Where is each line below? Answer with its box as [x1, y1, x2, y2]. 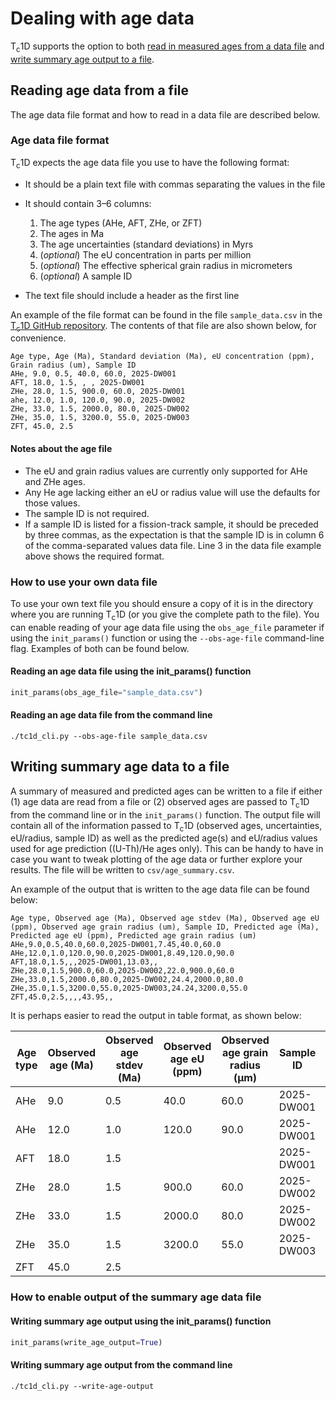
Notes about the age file [10, 443, 113, 455]
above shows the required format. [24, 550, 165, 562]
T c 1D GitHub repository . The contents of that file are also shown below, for [10, 319, 317, 334]
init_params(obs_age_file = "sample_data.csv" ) [10, 687, 203, 697]
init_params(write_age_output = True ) [10, 1337, 163, 1347]
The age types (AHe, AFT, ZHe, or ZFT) [39, 217, 203, 229]
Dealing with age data [10, 7, 195, 30]
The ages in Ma [39, 227, 105, 239]
